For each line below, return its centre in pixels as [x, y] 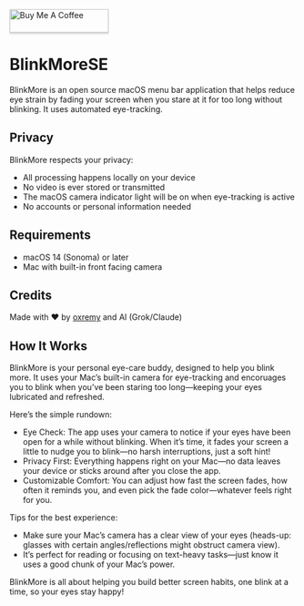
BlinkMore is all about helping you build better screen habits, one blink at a [149, 582]
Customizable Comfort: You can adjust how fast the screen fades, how [155, 481]
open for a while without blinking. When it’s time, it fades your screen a [156, 442]
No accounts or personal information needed [107, 206]
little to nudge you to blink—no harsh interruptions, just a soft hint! [147, 452]
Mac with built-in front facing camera [92, 267]
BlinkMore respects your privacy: [71, 159]
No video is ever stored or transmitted [94, 187]
